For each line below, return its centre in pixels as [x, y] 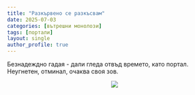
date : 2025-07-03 [32, 20]
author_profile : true [38, 45]
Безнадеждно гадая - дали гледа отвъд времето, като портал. [98, 64]
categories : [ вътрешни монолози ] [55, 26]
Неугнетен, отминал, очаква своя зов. [63, 71]
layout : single [29, 39]
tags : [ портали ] [30, 32]
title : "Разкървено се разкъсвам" [56, 13]
